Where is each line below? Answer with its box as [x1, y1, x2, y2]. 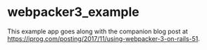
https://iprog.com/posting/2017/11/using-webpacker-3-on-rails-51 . [7, 34, 201, 42]
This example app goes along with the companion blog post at [7, 27, 188, 35]
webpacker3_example [7, 4, 139, 20]
